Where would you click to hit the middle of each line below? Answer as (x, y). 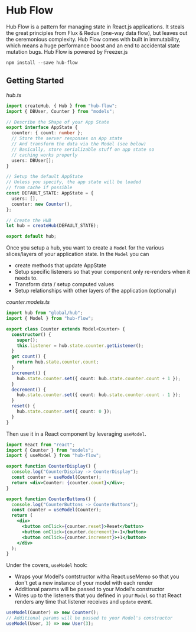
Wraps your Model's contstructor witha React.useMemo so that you (97, 576)
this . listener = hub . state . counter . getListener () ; (80, 346)
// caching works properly (45, 155)
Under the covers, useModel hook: (47, 565)
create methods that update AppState (61, 265)
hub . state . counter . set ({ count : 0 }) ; (64, 411)
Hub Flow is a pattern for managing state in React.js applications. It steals (95, 27)
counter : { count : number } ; (47, 133)
